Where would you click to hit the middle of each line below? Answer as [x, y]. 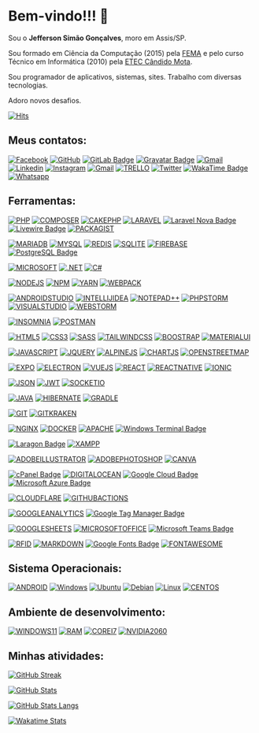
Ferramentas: [42, 201]
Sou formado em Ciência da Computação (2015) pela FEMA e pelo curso [126, 53]
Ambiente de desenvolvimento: [87, 612]
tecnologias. [28, 85]
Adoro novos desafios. [45, 100]
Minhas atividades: [56, 656]
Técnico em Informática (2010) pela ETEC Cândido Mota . [100, 61]
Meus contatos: [48, 141]
